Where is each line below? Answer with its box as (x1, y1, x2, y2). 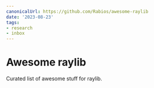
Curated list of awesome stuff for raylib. (6, 75, 102, 82)
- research (6, 25, 33, 31)
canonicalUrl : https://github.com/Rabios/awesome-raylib (6, 8, 149, 15)
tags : (6, 19, 19, 25)
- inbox (6, 31, 25, 36)
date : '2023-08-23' (6, 14, 54, 20)
